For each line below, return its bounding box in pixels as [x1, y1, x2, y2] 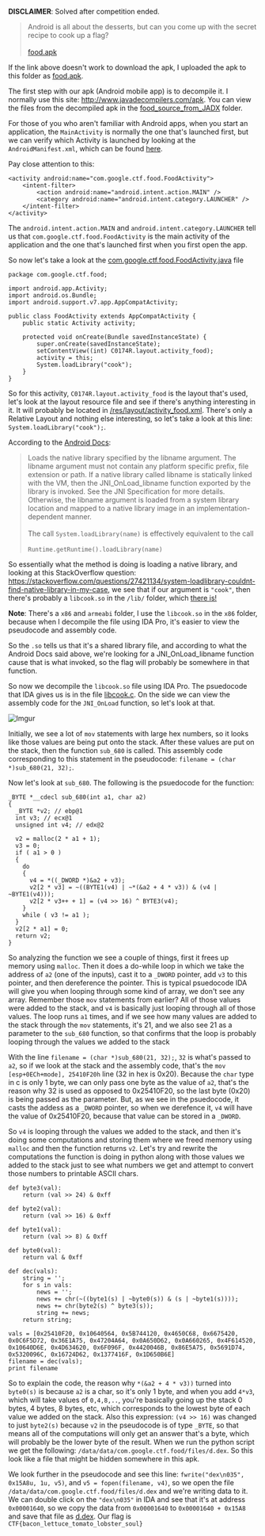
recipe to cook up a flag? [27, 31, 109, 40]
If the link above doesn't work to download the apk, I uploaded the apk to [8, 63, 247, 72]
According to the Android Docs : [8, 437, 112, 447]
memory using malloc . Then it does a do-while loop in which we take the [8, 961, 244, 970]
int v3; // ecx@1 [15, 814, 73, 822]
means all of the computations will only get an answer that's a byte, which [8, 1429, 249, 1438]
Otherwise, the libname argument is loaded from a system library [27, 495, 240, 504]
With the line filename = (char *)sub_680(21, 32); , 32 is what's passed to [8, 1053, 252, 1061]
